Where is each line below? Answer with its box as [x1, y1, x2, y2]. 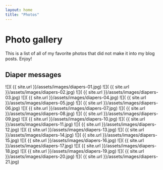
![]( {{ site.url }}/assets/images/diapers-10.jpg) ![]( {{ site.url [21, 116, 145, 122]
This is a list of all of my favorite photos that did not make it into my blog [5, 50, 155, 56]
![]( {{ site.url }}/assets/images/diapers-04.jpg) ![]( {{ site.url [21, 94, 146, 101]
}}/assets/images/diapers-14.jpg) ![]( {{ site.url [5, 132, 102, 138]
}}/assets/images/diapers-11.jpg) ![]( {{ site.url [5, 122, 101, 128]
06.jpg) [5, 105, 20, 111]
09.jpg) [5, 116, 20, 122]
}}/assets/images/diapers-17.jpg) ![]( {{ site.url [5, 143, 101, 149]
